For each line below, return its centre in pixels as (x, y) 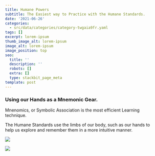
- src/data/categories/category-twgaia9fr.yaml (59, 28)
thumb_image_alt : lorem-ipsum (36, 42)
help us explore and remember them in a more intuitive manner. (69, 130)
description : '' (26, 64)
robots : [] (21, 69)
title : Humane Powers (27, 10)
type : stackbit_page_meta (36, 78)
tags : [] (14, 32)
